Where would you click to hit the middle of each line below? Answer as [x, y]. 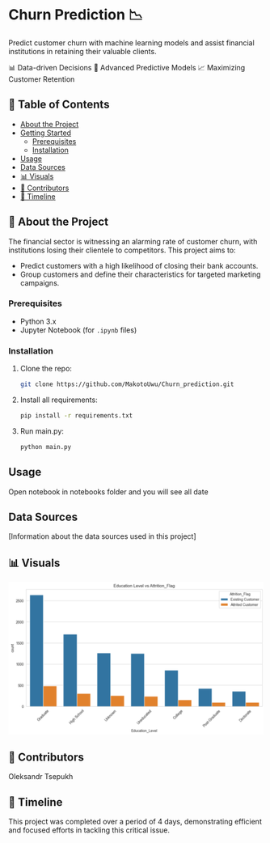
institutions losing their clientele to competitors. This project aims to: [122, 250]
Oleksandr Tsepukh [41, 777]
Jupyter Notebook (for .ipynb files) [78, 330]
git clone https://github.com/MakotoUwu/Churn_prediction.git [127, 384]
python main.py [46, 447]
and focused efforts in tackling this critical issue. [89, 830]
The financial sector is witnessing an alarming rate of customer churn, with [133, 241]
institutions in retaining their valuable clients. [82, 51]
